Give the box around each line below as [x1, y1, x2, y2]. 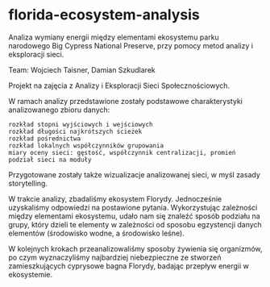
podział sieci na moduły [8, 156, 92, 164]
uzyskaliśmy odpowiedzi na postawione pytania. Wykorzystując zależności [8, 202, 258, 212]
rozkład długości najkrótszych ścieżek [8, 127, 143, 135]
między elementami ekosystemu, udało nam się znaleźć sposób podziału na [8, 211, 260, 221]
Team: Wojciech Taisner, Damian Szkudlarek [8, 64, 156, 74]
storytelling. [8, 178, 48, 188]
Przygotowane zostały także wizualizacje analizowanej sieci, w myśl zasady [8, 169, 260, 179]
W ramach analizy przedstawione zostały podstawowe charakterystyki [8, 96, 243, 106]
